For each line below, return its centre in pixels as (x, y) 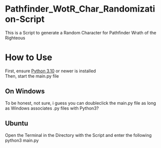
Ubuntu (17, 123)
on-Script (25, 19)
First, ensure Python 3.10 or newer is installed (51, 71)
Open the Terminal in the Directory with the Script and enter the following (78, 135)
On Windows (25, 91)
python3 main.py (22, 140)
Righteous (15, 38)
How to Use (29, 58)
